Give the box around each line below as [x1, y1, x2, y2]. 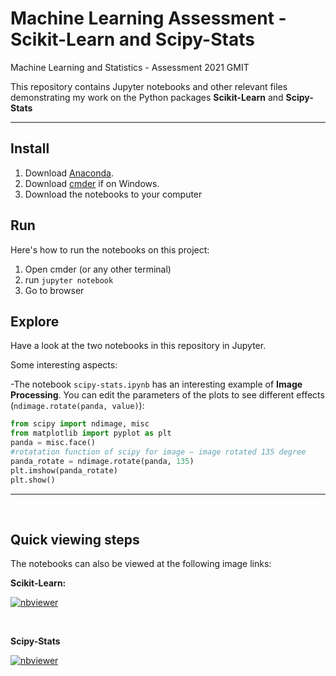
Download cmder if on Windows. [24, 177, 160, 189]
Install [10, 140, 50, 157]
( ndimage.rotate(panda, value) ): [10, 400, 145, 412]
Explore [10, 313, 60, 330]
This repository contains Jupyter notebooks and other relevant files [10, 80, 288, 92]
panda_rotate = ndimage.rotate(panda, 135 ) [10, 456, 195, 466]
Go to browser [24, 284, 85, 296]
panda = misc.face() [10, 438, 97, 448]
